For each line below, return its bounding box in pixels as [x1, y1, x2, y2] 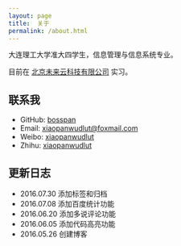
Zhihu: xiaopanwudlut [19, 140, 93, 150]
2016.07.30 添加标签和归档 [19, 189, 108, 198]
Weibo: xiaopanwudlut [19, 132, 95, 142]
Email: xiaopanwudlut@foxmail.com [19, 123, 138, 133]
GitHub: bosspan [19, 115, 76, 125]
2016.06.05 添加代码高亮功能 [19, 219, 116, 228]
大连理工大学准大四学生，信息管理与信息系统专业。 [8, 50, 178, 60]
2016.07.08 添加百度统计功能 [19, 199, 115, 208]
